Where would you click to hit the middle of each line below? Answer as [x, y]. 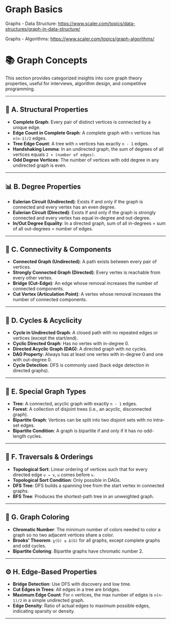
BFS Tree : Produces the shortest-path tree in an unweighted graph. [83, 496]
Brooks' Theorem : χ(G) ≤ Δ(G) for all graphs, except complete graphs [86, 540]
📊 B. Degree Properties [43, 187]
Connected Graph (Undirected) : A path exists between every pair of [84, 262]
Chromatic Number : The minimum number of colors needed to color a [87, 529]
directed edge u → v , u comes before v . [54, 475]
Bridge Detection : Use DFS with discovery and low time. [72, 584]
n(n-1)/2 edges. [30, 138]
